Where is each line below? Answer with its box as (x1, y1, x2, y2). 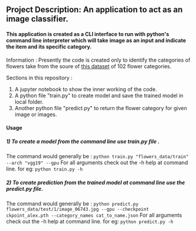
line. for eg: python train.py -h (6, 165, 83, 172)
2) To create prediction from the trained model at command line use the (6, 179, 185, 186)
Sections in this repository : (6, 74, 73, 81)
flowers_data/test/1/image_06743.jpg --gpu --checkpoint (6, 207, 149, 213)
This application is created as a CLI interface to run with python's (6, 30, 169, 37)
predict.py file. (6, 185, 43, 192)
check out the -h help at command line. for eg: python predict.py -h (6, 218, 174, 225)
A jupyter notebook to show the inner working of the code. (14, 85, 158, 92)
